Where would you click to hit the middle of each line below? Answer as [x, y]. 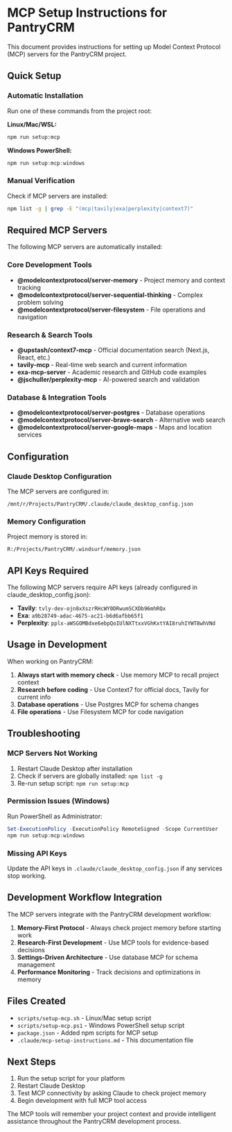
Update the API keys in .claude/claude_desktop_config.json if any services [115, 868]
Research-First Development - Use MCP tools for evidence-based [113, 943]
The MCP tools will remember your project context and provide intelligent [111, 1114]
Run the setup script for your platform [71, 1079]
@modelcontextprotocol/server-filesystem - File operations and [111, 310]
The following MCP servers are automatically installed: [85, 247]
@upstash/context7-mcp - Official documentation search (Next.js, [113, 350]
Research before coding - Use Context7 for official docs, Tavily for [113, 689]
